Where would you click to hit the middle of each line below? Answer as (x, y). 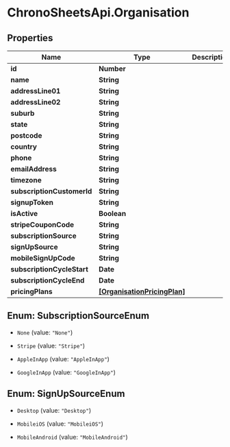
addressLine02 (36, 102)
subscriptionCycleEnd (48, 280)
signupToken (32, 202)
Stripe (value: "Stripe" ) (51, 346)
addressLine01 (36, 91)
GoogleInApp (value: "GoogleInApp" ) (66, 372)
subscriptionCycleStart (50, 269)
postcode (26, 135)
